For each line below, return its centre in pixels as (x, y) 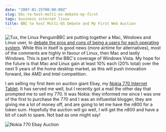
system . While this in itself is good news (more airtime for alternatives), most (83, 48)
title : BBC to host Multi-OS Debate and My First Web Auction (70, 23)
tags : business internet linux (37, 19)
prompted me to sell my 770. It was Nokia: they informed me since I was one (83, 94)
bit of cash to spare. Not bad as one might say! (53, 115)
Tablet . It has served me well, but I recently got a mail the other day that (78, 89)
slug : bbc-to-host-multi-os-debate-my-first (52, 14)
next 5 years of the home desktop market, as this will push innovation (76, 69)
